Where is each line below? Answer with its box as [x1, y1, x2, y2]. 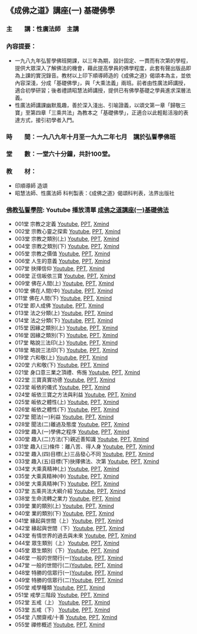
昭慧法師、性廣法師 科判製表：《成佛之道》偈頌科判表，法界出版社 [14, 189, 175, 196]
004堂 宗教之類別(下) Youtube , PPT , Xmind [14, 243, 120, 250]
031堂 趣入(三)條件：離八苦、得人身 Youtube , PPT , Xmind [14, 443, 155, 450]
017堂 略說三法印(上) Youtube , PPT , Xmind [14, 339, 118, 346]
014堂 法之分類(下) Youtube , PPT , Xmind [14, 317, 114, 324]
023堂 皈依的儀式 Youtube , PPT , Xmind [14, 383, 111, 391]
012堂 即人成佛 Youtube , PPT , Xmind [14, 302, 104, 309]
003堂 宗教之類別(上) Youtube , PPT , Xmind [14, 235, 120, 242]
